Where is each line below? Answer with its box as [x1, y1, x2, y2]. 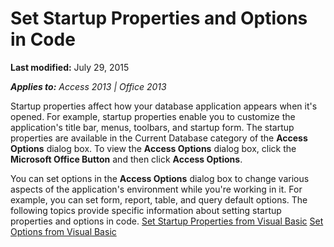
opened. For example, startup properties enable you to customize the [10, 110, 296, 122]
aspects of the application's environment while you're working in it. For [10, 183, 303, 195]
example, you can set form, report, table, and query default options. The [10, 193, 308, 206]
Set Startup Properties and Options [10, 7, 308, 30]
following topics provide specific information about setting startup [10, 204, 282, 216]
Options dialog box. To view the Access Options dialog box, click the [10, 142, 297, 154]
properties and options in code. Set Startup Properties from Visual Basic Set [10, 215, 324, 227]
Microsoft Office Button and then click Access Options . [10, 153, 243, 165]
